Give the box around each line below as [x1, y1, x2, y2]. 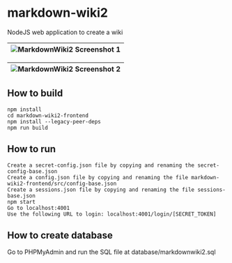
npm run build [7, 124, 49, 131]
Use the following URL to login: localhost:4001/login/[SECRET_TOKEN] [7, 211, 217, 218]
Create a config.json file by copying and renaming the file [7, 174, 189, 181]
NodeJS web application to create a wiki [7, 28, 123, 36]
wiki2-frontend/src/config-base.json [7, 180, 117, 187]
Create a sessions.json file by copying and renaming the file [7, 186, 195, 193]
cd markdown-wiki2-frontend [7, 112, 89, 119]
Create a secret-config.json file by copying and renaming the [7, 162, 195, 169]
